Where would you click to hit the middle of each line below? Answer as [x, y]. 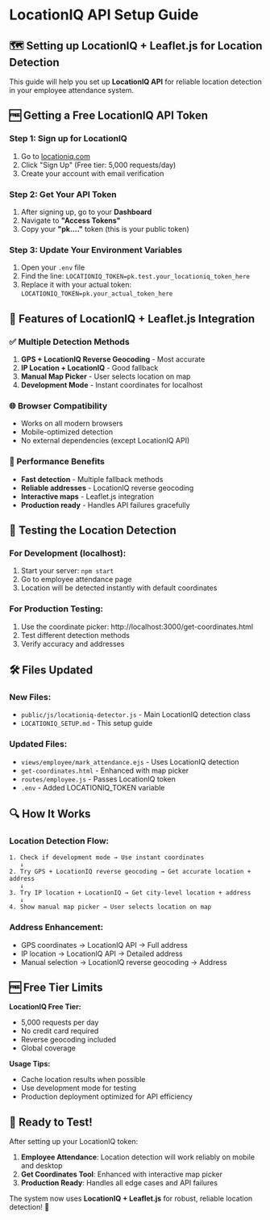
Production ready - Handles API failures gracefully [105, 505]
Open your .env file [53, 267]
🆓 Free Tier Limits [56, 987]
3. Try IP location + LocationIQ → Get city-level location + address [130, 893]
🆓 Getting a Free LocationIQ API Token [109, 116]
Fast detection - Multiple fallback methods [92, 479]
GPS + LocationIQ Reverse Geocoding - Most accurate [113, 359]
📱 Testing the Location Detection [93, 530]
